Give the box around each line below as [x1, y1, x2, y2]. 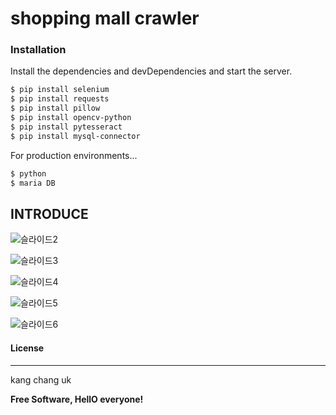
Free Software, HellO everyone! [10, 393, 144, 405]
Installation [10, 43, 67, 57]
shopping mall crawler [10, 7, 200, 30]
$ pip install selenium [10, 85, 110, 95]
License [10, 342, 45, 354]
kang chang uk [10, 373, 72, 386]
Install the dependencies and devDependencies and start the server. [10, 65, 293, 77]
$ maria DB [10, 178, 56, 188]
